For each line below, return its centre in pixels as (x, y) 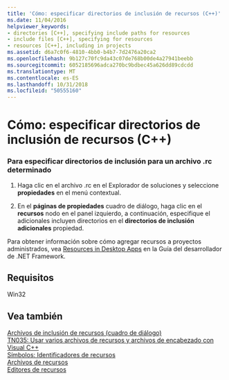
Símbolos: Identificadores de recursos (62, 355)
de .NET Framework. (36, 256)
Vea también (35, 316)
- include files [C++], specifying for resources (80, 39)
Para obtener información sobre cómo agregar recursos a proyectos (104, 241)
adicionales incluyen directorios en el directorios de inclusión (106, 220)
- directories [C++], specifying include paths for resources (99, 33)
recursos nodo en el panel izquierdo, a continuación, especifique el (114, 213)
